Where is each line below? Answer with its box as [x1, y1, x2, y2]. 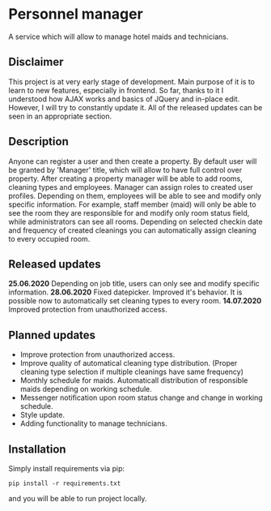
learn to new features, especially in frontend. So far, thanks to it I [8, 85, 224, 95]
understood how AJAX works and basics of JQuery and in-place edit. [8, 94, 240, 104]
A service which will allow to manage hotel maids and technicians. [8, 32, 229, 41]
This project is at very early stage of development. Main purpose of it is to [8, 76, 255, 86]
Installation [8, 442, 66, 456]
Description [8, 135, 69, 148]
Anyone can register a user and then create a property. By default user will [8, 156, 257, 166]
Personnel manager [8, 5, 143, 24]
